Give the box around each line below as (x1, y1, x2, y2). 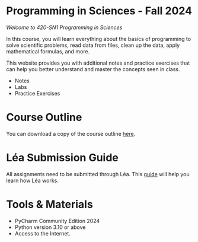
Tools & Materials (6, 198, 93, 211)
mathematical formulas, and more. (6, 47, 90, 55)
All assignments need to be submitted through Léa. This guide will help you (6, 170, 190, 177)
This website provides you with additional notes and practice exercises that (6, 59, 190, 66)
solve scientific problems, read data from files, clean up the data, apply (6, 42, 180, 49)
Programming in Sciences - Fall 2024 (6, 4, 193, 18)
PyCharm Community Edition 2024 (14, 217, 100, 224)
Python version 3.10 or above (14, 224, 86, 231)
